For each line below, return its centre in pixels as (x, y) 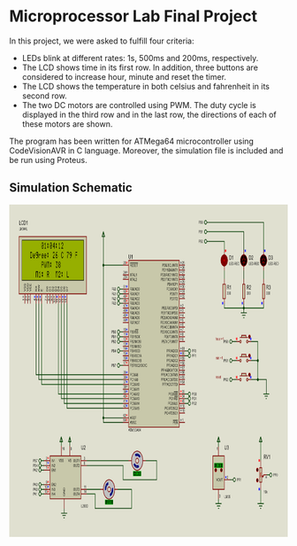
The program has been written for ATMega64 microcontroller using (132, 141)
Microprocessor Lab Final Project (133, 16)
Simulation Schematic (71, 188)
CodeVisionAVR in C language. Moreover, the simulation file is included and (146, 150)
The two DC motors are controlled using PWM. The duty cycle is (139, 105)
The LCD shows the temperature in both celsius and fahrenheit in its (145, 86)
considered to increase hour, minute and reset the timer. (124, 76)
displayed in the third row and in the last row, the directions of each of (149, 114)
